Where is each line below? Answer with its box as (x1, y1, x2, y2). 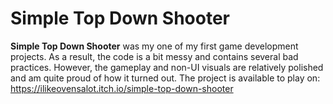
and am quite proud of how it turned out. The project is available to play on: (10, 72, 321, 84)
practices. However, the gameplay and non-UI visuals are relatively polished (10, 61, 324, 73)
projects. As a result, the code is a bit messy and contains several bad (10, 50, 299, 62)
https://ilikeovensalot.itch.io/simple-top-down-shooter (10, 82, 234, 94)
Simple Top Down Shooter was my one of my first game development (10, 40, 299, 52)
